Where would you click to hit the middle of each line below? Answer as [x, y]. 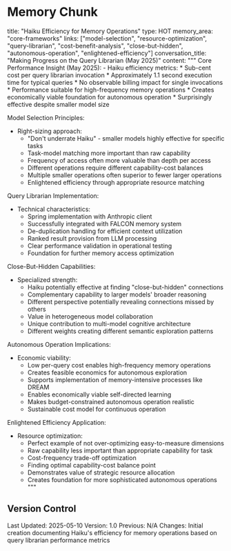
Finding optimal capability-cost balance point [92, 465]
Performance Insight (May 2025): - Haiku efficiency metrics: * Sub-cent [109, 68]
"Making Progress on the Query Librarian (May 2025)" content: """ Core [110, 60]
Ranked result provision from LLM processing [92, 238]
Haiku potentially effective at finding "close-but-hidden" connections [125, 287]
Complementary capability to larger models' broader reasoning [117, 294]
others [37, 309]
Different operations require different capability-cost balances [115, 168]
